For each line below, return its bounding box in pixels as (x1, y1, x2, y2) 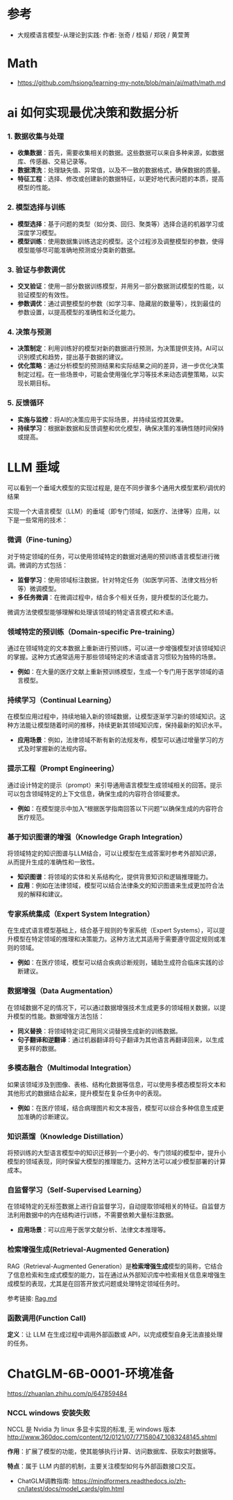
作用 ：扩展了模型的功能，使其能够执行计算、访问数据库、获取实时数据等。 (7, 1447, 220, 1455)
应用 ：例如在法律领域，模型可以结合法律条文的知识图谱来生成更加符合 (17, 881, 218, 889)
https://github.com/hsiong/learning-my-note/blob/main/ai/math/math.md (17, 78, 226, 87)
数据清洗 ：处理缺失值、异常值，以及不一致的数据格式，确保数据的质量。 (17, 166, 224, 175)
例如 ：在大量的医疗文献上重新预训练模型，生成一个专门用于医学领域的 (17, 668, 218, 676)
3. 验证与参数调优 (7, 265, 66, 275)
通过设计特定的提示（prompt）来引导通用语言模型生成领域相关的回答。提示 (7, 780, 223, 789)
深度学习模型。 (17, 228, 60, 236)
